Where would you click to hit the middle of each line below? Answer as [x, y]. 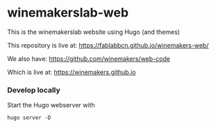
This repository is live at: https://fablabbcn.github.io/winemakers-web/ [108, 45]
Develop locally [34, 90]
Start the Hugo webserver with [51, 105]
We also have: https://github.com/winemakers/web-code [89, 58]
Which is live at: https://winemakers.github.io [72, 72]
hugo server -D [29, 118]
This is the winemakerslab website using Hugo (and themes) [94, 32]
